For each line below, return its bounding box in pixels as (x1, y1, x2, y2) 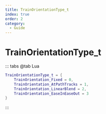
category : (5, 21, 26, 26)
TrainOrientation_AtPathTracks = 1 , (14, 82, 89, 87)
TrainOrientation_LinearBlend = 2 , (14, 86, 87, 91)
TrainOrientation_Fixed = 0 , (14, 77, 74, 82)
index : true (5, 12, 29, 17)
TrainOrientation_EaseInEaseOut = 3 (14, 91, 89, 96)
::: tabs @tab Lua (5, 63, 40, 69)
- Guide (9, 26, 26, 31)
